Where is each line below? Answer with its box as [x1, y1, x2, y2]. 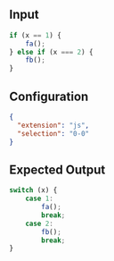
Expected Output [9, 162, 106, 177]
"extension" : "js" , [17, 121, 90, 130]
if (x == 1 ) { [9, 30, 62, 39]
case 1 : [25, 194, 53, 204]
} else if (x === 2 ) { [9, 47, 94, 56]
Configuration [9, 88, 89, 104]
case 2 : [25, 219, 53, 228]
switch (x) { [9, 186, 58, 195]
